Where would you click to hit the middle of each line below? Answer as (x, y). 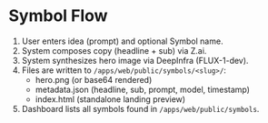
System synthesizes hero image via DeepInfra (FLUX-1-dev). (135, 60)
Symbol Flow (58, 16)
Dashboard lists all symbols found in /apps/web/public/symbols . (140, 108)
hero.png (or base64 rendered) (94, 79)
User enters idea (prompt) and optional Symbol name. (122, 41)
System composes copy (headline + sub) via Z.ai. (114, 50)
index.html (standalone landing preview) (110, 99)
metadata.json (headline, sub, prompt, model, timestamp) (143, 89)
